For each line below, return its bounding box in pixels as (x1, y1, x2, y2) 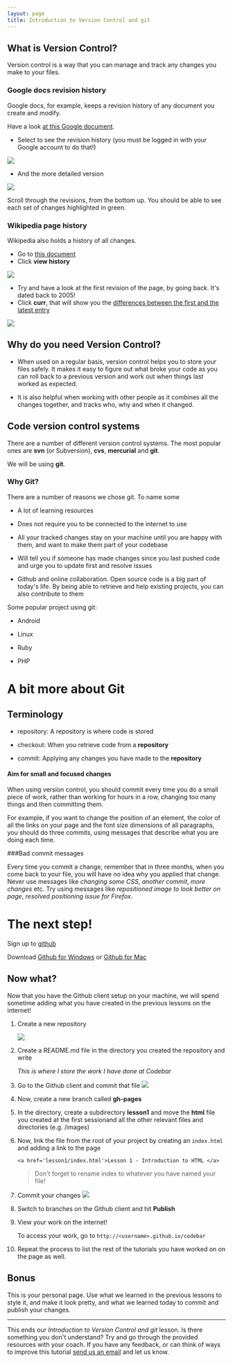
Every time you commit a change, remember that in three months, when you (7, 862, 225, 871)
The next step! (7, 917, 92, 933)
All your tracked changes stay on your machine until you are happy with (17, 533, 223, 542)
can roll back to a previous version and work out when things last (17, 372, 204, 381)
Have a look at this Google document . (7, 122, 115, 131)
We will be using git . (7, 460, 66, 468)
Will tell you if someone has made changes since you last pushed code (17, 553, 221, 562)
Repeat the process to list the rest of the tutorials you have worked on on (17, 1244, 226, 1253)
